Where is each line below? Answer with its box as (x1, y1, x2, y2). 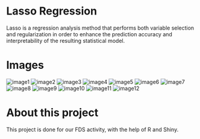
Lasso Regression (6, 4, 98, 18)
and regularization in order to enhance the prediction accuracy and (6, 30, 173, 37)
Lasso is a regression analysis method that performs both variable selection (6, 24, 195, 31)
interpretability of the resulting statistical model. (6, 37, 125, 44)
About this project (6, 106, 99, 120)
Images (6, 59, 44, 72)
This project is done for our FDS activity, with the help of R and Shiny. (6, 126, 179, 133)
